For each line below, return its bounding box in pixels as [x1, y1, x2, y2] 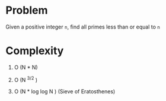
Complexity [5, 44, 64, 58]
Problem [5, 4, 48, 17]
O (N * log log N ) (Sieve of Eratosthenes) [14, 87, 116, 95]
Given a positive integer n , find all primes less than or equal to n [5, 23, 161, 30]
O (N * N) [14, 64, 38, 71]
